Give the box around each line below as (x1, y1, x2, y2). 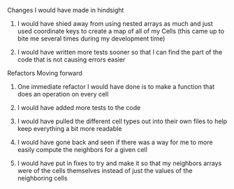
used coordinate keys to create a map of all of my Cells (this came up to (17, 27, 225, 35)
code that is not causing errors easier (17, 55, 126, 64)
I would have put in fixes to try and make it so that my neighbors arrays (17, 159, 222, 167)
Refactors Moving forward (7, 69, 82, 77)
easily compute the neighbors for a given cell (17, 146, 148, 153)
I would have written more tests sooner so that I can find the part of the (17, 48, 223, 56)
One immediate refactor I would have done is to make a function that (17, 83, 215, 90)
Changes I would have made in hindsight (7, 6, 124, 14)
